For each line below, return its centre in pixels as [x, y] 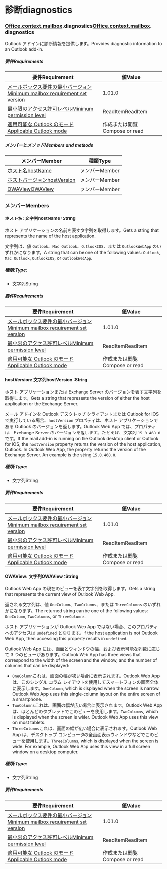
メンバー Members [27, 206]
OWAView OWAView [31, 189]
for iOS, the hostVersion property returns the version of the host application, [83, 444]
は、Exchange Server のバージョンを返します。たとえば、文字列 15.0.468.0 [83, 433]
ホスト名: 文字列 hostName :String [40, 218]
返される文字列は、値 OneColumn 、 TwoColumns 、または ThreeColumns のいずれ [83, 604]
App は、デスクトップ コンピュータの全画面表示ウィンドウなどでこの [83, 734]
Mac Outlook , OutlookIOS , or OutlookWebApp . [49, 258]
